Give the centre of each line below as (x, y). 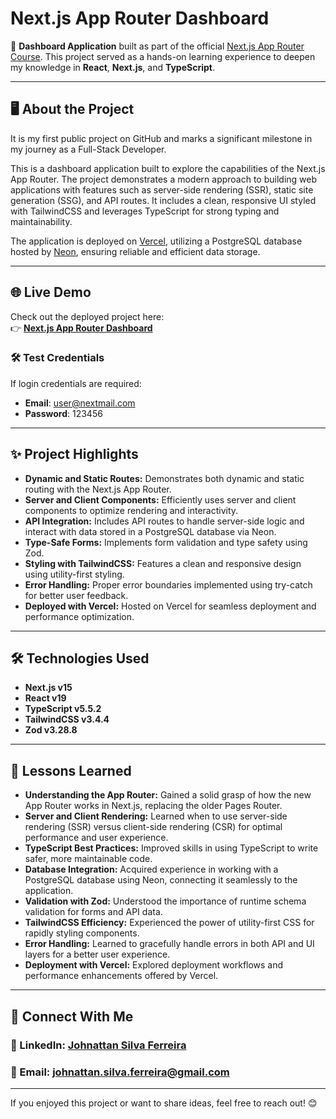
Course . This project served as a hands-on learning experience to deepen (163, 56)
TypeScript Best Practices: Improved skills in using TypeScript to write (171, 848)
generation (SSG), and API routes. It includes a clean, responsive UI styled (163, 200)
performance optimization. (79, 616)
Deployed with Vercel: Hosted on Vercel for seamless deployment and (170, 606)
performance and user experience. (96, 838)
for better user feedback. (76, 595)
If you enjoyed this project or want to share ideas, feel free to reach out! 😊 (164, 1103)
